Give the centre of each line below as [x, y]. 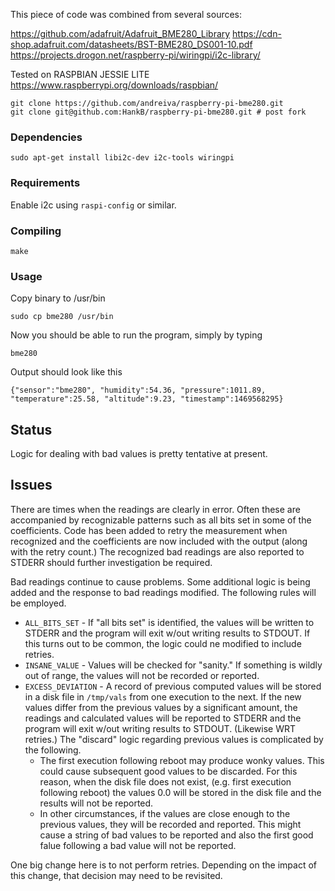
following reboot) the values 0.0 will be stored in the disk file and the [180, 792]
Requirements [45, 183]
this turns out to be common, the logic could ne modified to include [163, 643]
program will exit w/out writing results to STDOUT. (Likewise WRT [160, 728]
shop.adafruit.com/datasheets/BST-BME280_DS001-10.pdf [131, 44]
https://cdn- [257, 33]
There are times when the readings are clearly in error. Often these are [155, 509]
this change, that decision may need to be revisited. [116, 875]
